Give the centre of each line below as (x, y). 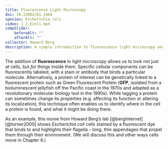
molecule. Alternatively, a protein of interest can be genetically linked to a (81, 77)
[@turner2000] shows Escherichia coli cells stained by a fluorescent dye (80, 124)
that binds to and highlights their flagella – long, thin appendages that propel (84, 129)
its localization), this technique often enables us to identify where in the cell (83, 103)
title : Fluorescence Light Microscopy (45, 10)
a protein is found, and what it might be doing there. (58, 109)
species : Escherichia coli (33, 19)
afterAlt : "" (28, 38)
